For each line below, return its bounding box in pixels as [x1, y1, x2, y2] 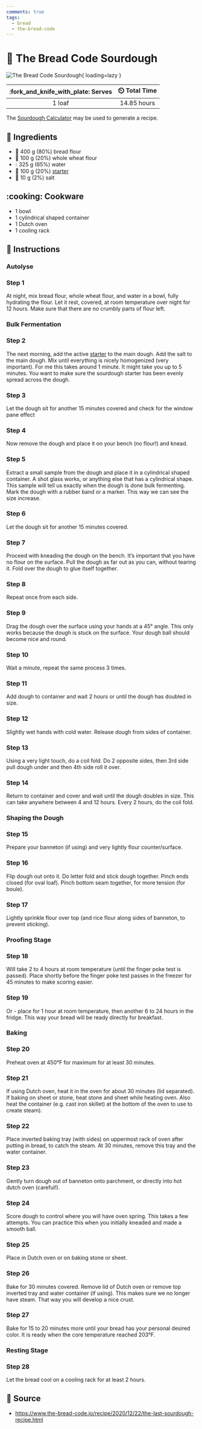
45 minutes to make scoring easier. [6, 978, 93, 985]
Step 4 [6, 426, 26, 434]
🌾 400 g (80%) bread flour [14, 148, 81, 155]
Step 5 [6, 455, 26, 463]
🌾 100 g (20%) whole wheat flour [14, 155, 98, 161]
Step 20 [6, 1045, 30, 1053]
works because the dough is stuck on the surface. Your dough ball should [6, 629, 190, 636]
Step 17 [6, 900, 28, 909]
